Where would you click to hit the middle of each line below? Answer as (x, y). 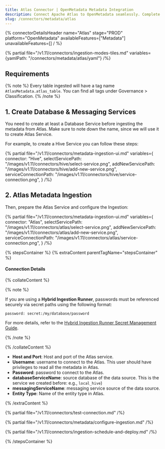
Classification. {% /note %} (33, 96)
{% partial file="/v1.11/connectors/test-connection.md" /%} (65, 413)
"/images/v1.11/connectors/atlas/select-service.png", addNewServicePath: (81, 227)
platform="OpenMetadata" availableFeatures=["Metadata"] (65, 38)
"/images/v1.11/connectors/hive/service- (96, 174)
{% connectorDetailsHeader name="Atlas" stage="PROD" (64, 33)
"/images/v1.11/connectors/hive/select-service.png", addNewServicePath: (80, 164)
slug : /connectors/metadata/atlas (41, 19)
